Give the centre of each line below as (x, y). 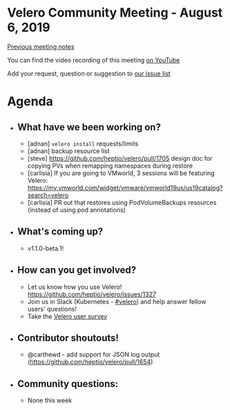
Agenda (30, 101)
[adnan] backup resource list (68, 151)
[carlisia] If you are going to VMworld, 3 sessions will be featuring (121, 173)
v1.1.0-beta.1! (46, 248)
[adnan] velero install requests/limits (83, 143)
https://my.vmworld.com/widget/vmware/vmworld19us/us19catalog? (125, 188)
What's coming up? (60, 232)
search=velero (48, 195)
